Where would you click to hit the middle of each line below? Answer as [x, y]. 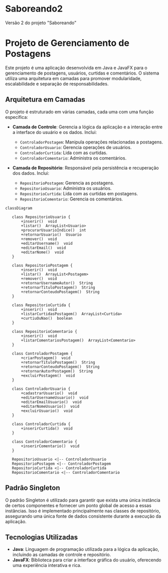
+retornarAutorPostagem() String [57, 371]
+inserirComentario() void [50, 446]
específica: [17, 117]
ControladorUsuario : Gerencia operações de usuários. [76, 147]
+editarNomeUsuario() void [50, 406]
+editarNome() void [42, 252]
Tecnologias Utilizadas [42, 537]
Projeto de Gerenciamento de [67, 43]
